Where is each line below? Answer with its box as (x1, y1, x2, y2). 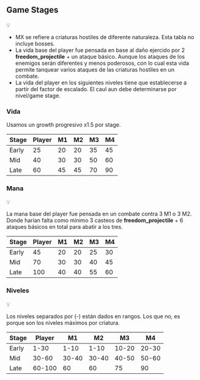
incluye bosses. (15, 40, 55, 47)
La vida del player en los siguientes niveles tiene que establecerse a (15, 79, 187, 86)
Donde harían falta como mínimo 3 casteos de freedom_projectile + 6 (6, 217, 183, 224)
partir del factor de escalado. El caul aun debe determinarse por (15, 85, 177, 92)
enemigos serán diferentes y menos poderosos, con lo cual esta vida (15, 59, 190, 67)
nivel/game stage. (15, 92, 61, 99)
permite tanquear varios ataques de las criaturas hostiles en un (15, 65, 175, 73)
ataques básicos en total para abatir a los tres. (6, 223, 124, 231)
